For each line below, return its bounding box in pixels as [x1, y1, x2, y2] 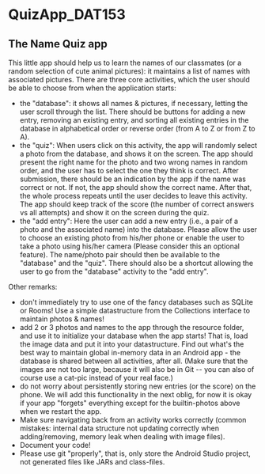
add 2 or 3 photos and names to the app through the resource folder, [19, 323, 244, 332]
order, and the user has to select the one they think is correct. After [19, 166, 239, 175]
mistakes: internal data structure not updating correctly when [19, 423, 220, 433]
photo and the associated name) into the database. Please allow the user [19, 225, 257, 234]
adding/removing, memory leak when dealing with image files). [19, 432, 225, 441]
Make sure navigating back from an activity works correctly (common [19, 415, 247, 424]
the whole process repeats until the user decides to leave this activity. [19, 191, 248, 200]
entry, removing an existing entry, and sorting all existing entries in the [19, 116, 249, 124]
